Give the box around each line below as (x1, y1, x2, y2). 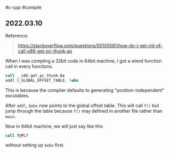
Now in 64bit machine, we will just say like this (5, 123, 103, 129)
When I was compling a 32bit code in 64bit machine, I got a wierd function (5, 58, 162, 64)
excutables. (5, 92, 30, 98)
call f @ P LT (5, 133, 29, 138)
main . (5, 113, 16, 119)
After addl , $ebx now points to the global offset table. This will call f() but (5, 102, 159, 109)
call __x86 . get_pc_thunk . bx (5, 73, 65, 78)
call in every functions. (5, 63, 54, 69)
